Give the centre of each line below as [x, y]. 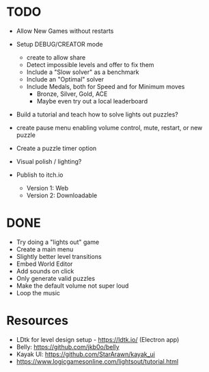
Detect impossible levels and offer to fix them [90, 64]
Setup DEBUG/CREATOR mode [59, 44]
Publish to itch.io [40, 175]
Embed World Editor [44, 264]
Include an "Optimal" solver [65, 79]
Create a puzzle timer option [56, 148]
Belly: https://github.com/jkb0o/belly [68, 347]
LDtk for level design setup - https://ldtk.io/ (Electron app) [98, 339]
